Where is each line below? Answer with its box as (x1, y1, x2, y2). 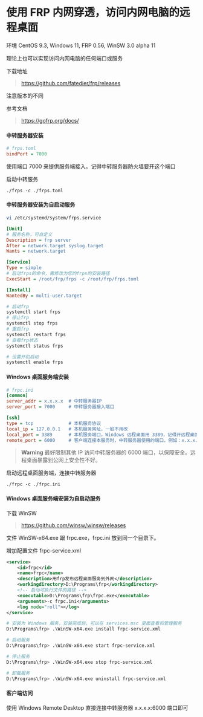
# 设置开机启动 (6, 354, 39, 360)
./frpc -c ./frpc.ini (6, 481, 61, 487)
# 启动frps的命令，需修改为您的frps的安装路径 (6, 270, 110, 277)
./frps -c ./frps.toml (6, 187, 63, 193)
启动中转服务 (6, 175, 38, 183)
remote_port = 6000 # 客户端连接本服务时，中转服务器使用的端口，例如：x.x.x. (6, 437, 198, 443)
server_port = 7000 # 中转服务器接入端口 (6, 404, 115, 410)
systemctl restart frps (6, 331, 66, 337)
